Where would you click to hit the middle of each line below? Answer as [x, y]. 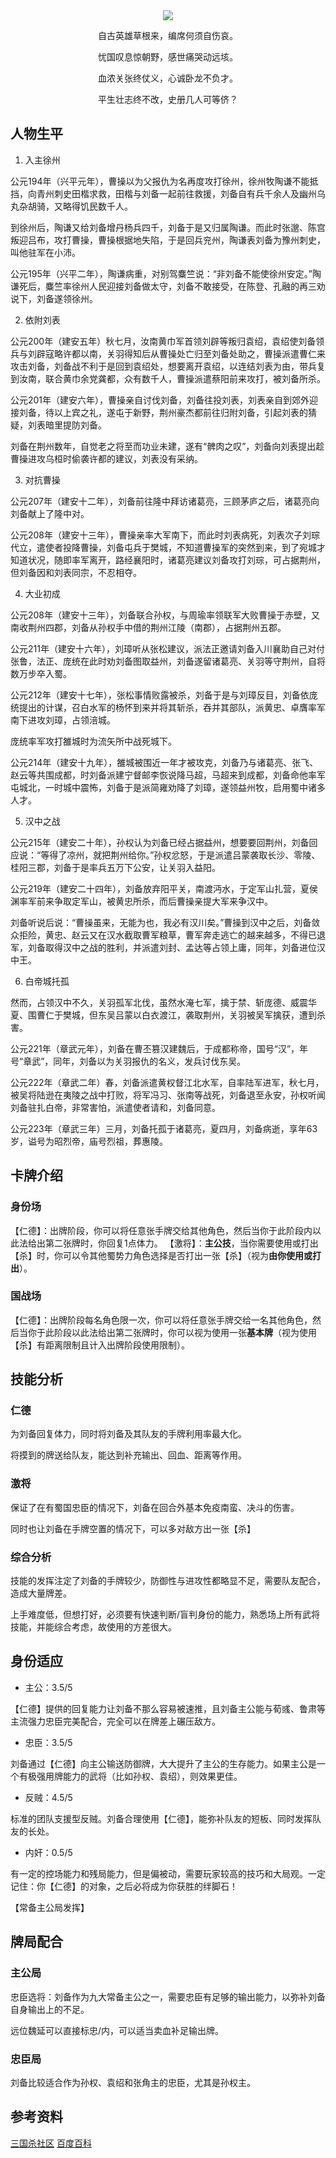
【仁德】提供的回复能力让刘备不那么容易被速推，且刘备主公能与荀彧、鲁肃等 [168, 1708]
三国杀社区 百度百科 [51, 2143]
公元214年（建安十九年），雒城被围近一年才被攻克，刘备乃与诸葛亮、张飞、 [164, 762]
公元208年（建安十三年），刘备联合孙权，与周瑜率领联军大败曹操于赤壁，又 [165, 615]
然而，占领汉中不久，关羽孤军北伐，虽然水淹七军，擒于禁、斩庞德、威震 [159, 1002]
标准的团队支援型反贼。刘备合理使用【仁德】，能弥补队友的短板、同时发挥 [161, 1818]
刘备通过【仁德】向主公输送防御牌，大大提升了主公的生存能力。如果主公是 [163, 1763]
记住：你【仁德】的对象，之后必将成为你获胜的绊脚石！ [124, 1886]
